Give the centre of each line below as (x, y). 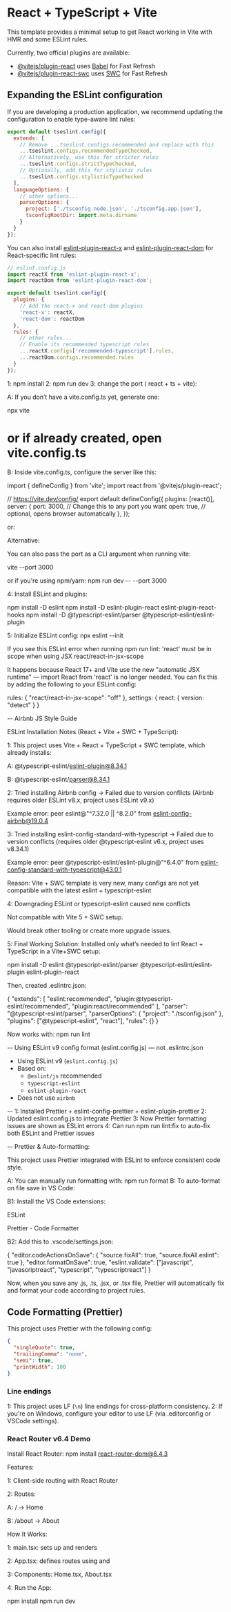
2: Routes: (22, 1494)
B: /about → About (33, 1521)
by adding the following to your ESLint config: (72, 684)
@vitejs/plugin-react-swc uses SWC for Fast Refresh (92, 73)
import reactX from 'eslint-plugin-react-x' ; (73, 274)
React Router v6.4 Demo (49, 1438)
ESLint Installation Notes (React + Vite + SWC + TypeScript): (93, 731)
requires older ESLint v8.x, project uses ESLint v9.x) (81, 800)
